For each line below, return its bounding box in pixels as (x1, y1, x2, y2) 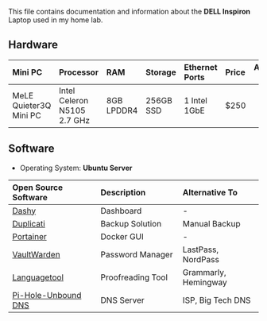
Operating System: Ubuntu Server (19, 163, 133, 172)
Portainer (12, 230, 47, 242)
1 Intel (184, 95, 208, 106)
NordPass (182, 253, 220, 265)
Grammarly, (182, 266, 226, 277)
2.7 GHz (58, 114, 90, 126)
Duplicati (12, 218, 45, 229)
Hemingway (182, 277, 228, 288)
